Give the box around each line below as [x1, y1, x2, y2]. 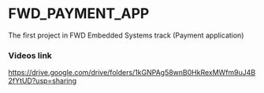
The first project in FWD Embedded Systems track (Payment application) [8, 30, 244, 40]
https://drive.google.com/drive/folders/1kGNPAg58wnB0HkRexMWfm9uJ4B [8, 68, 256, 77]
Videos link [8, 50, 53, 61]
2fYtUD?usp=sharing [8, 76, 77, 86]
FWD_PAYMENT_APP [8, 5, 150, 23]
